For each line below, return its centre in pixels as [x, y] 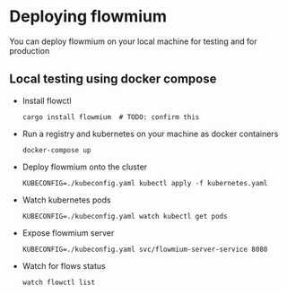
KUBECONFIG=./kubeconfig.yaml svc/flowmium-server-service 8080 [145, 249]
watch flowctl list [59, 282]
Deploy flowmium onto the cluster [85, 167]
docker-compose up [57, 150]
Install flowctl [47, 100]
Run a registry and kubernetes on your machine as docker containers [150, 134]
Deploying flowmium [88, 17]
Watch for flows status [64, 265]
